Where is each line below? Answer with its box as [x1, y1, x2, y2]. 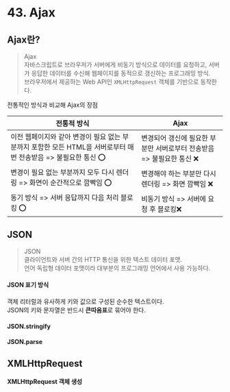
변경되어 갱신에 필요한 [141, 133, 209, 143]
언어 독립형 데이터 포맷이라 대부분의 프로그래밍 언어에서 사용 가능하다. [23, 264, 211, 272]
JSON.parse [7, 338, 43, 346]
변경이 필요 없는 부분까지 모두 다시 [10, 168, 115, 177]
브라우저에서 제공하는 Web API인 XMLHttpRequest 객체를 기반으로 [23, 77, 199, 86]
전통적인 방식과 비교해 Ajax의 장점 [7, 101, 98, 109]
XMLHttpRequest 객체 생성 [7, 378, 83, 386]
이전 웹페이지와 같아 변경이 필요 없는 [10, 132, 121, 141]
